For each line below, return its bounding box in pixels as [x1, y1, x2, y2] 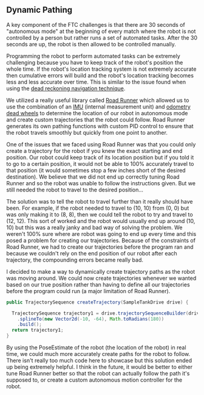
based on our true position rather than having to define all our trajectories [6, 280, 190, 288]
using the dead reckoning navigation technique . [6, 85, 126, 92]
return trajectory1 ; [12, 327, 64, 333]
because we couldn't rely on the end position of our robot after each [6, 249, 177, 257]
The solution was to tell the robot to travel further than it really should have [6, 197, 193, 205]
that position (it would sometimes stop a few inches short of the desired [6, 166, 186, 174]
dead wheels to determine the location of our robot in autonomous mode [6, 109, 188, 116]
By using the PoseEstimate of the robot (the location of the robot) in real [6, 344, 186, 351]
